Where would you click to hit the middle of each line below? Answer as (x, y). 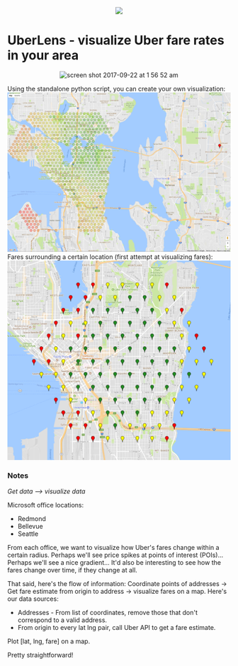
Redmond (32, 518)
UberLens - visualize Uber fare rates (116, 41)
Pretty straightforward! (40, 655)
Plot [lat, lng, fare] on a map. (49, 641)
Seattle (28, 534)
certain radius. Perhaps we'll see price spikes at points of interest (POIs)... (115, 555)
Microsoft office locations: (46, 505)
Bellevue (30, 526)
